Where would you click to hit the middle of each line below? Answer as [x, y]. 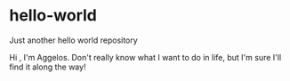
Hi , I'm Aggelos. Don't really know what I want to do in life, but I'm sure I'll [145, 57]
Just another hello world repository [73, 40]
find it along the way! [48, 67]
